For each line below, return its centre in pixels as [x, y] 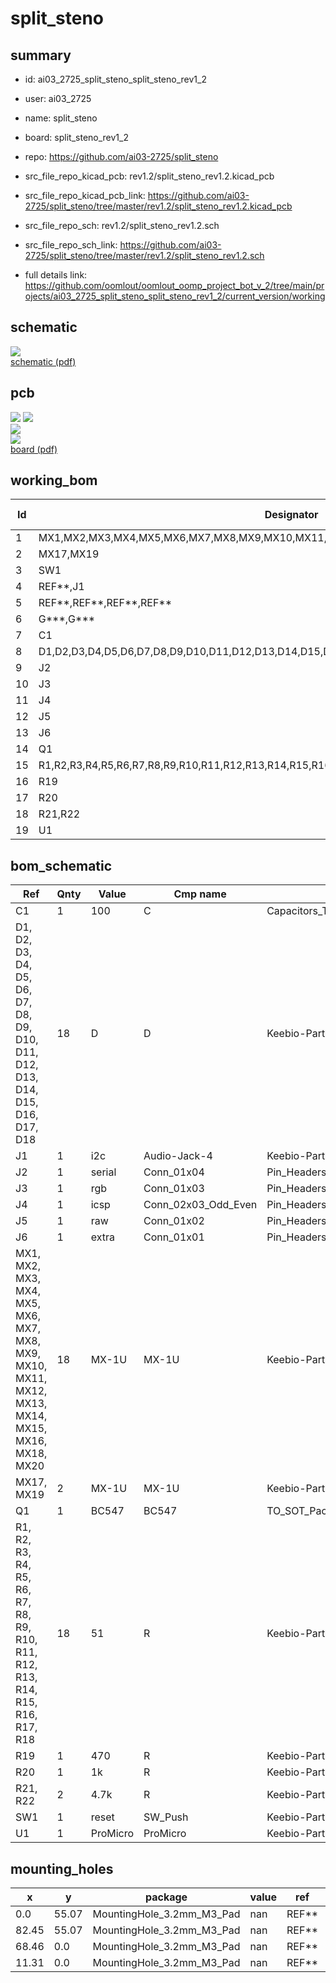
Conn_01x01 [174, 1237]
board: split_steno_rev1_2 [76, 137]
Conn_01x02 [174, 1221]
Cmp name [200, 894]
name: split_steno [61, 118]
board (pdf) [34, 449]
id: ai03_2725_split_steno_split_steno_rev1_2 [115, 79]
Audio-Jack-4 [178, 1156]
